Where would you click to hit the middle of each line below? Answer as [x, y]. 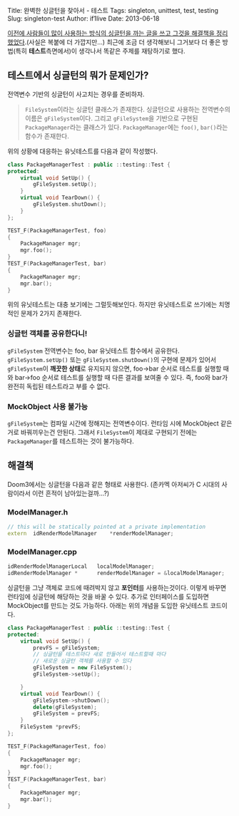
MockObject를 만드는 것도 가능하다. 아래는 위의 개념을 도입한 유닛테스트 [108, 605]
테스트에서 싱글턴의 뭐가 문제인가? [78, 76]
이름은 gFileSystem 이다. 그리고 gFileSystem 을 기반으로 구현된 [111, 118]
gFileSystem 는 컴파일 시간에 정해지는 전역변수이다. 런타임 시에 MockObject [113, 423]
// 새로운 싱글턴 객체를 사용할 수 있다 [82, 661]
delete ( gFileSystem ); [65, 707]
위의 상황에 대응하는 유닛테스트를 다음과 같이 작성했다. [83, 151]
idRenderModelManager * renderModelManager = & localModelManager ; [116, 573]
